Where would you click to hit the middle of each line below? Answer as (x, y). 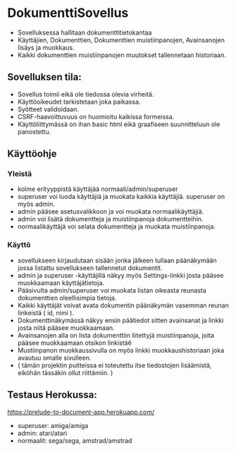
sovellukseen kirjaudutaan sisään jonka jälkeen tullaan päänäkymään (117, 260)
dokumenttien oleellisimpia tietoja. (67, 298)
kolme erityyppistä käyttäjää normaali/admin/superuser (98, 189)
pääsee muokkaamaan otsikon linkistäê (74, 343)
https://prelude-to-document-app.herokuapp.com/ (81, 412)
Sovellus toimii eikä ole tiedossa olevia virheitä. (86, 94)
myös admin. (36, 204)
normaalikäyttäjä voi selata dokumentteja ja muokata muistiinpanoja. (117, 226)
